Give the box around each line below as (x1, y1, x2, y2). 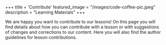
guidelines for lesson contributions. (5, 34, 77, 40)
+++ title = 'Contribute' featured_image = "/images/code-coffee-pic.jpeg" (5, 4, 156, 10)
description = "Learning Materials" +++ (5, 9, 85, 15)
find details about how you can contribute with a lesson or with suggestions (5, 24, 160, 30)
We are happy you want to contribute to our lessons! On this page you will (5, 19, 156, 24)
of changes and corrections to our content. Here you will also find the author (5, 29, 161, 35)
